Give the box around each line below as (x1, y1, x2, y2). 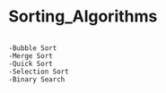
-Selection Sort (8, 67, 69, 76)
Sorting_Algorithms (8, 6, 158, 27)
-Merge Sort (8, 51, 53, 60)
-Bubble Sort (8, 43, 57, 53)
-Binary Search (8, 74, 66, 84)
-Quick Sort (8, 59, 53, 68)
